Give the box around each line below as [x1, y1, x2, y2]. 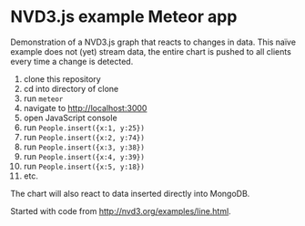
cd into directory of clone [23, 83, 119, 94]
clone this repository [23, 73, 101, 84]
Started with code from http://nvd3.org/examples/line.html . [10, 205, 231, 216]
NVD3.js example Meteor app [10, 6, 238, 27]
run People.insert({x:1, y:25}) [23, 121, 145, 133]
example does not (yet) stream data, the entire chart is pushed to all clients [10, 46, 292, 56]
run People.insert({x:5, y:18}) [23, 160, 145, 171]
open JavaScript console [23, 112, 117, 123]
